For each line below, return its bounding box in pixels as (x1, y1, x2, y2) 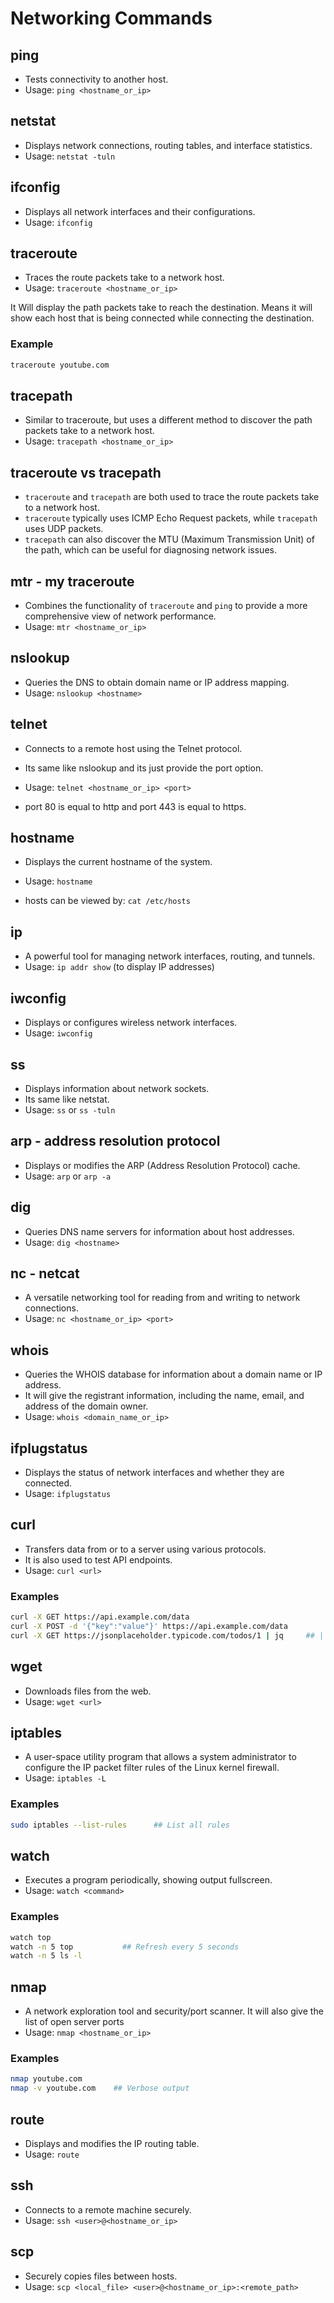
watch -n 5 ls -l (10, 1951, 83, 1961)
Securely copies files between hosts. (24, 2270, 178, 2282)
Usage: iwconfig (24, 1027, 93, 1039)
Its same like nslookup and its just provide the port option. (24, 762, 264, 774)
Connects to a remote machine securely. (24, 2203, 192, 2216)
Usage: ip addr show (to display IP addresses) (24, 961, 215, 973)
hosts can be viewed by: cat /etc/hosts (24, 895, 191, 907)
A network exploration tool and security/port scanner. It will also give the (24, 2005, 324, 2017)
